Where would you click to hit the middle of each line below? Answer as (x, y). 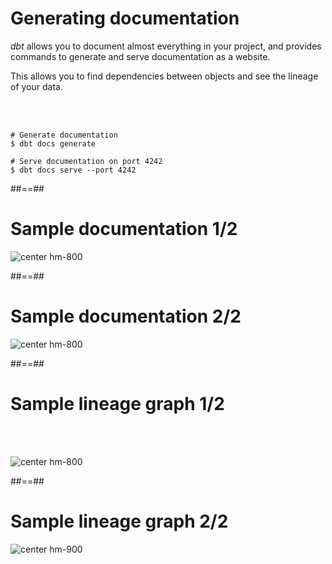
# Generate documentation (64, 135)
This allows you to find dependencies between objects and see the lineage (164, 76)
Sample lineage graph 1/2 (117, 404)
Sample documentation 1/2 (124, 229)
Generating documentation (125, 18)
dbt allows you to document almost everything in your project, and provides (166, 46)
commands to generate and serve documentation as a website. (140, 56)
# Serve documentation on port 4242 (86, 161)
